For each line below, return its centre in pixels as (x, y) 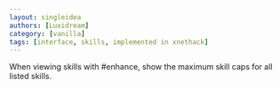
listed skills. (30, 77)
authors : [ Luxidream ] (49, 26)
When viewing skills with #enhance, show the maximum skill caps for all (141, 67)
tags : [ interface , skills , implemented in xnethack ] (109, 42)
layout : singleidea (45, 17)
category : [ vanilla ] (48, 33)
